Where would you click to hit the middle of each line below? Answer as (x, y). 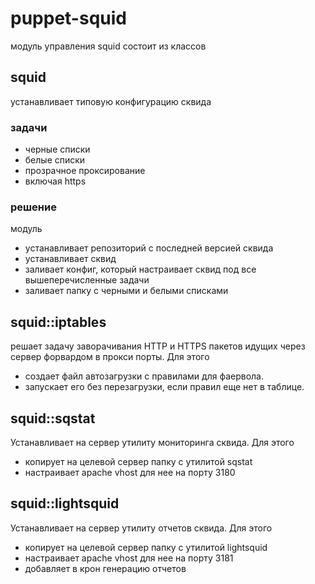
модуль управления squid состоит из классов (108, 46)
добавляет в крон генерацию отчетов (105, 568)
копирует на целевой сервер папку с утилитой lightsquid (146, 547)
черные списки (57, 149)
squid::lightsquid (65, 503)
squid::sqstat (53, 418)
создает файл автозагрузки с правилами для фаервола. (144, 376)
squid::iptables (58, 322)
